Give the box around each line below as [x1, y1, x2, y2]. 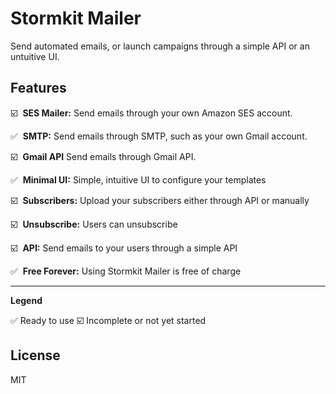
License [10, 347, 61, 364]
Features [10, 80, 67, 97]
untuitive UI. [10, 50, 60, 62]
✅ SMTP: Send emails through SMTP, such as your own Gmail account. [10, 130, 308, 142]
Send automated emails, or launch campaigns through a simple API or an [10, 40, 310, 52]
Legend [10, 294, 43, 306]
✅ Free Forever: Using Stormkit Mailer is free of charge [10, 265, 242, 277]
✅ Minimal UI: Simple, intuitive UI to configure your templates [10, 173, 267, 186]
